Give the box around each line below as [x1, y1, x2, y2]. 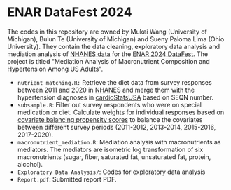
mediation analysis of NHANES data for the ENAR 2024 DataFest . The [7, 50, 209, 58]
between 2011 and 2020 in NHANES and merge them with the [17, 86, 195, 94]
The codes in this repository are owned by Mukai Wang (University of [7, 27, 208, 36]
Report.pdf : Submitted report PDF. [17, 175, 117, 183]
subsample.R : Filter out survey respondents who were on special [17, 100, 202, 109]
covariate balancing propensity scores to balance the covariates [17, 115, 203, 123]
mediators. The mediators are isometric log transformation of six [17, 145, 204, 154]
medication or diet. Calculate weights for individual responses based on [17, 108, 225, 116]
